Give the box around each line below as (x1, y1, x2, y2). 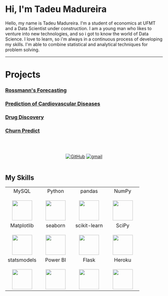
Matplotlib (10, 222, 34, 229)
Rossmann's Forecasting (5, 87, 67, 94)
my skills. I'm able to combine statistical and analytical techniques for (5, 41, 148, 47)
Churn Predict (5, 127, 40, 134)
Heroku (114, 256, 131, 263)
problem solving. (5, 47, 40, 53)
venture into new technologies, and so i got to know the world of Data (5, 31, 149, 37)
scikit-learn (75, 222, 103, 229)
